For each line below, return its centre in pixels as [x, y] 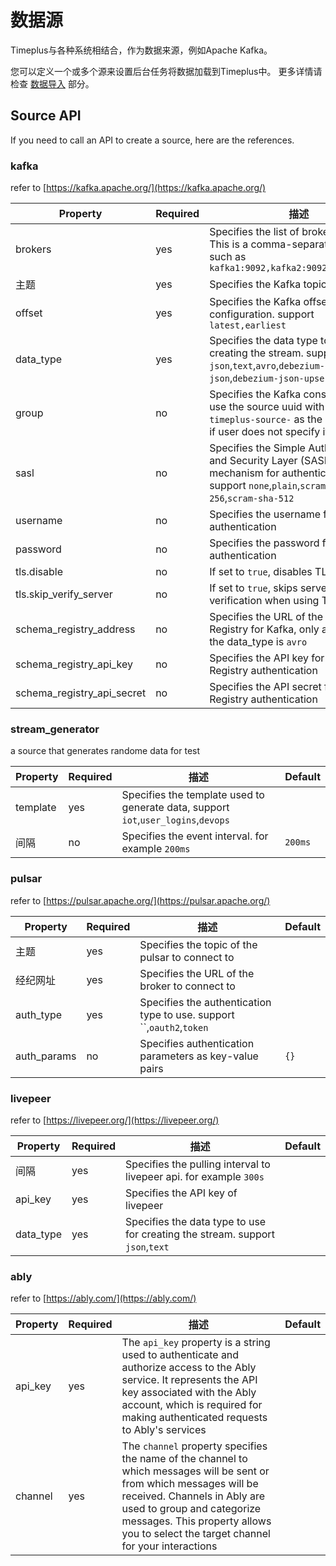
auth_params [46, 1056]
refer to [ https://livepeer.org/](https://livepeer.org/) [115, 1120]
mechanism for [244, 473]
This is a [229, 244]
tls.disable [39, 572]
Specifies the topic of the [198, 944]
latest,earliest [248, 325]
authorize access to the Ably [189, 1368]
